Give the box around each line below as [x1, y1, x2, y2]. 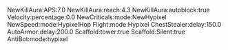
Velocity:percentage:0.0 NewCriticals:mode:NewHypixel [7, 13, 167, 21]
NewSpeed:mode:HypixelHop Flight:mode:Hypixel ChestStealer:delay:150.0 [7, 21, 222, 28]
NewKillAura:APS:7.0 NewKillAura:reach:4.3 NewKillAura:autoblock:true [7, 6, 210, 14]
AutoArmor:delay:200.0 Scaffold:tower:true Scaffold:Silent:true [7, 27, 186, 36]
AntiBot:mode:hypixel [7, 35, 68, 43]
